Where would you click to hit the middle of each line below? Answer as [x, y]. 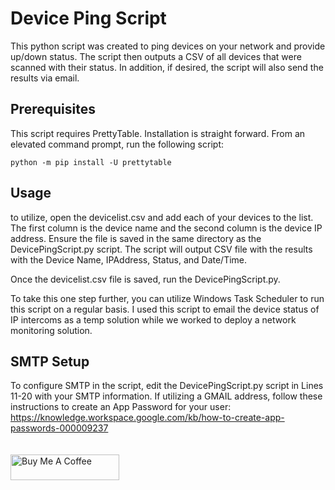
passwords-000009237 [59, 428]
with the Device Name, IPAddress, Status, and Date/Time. [129, 259]
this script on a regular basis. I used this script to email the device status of [165, 309]
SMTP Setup [50, 361]
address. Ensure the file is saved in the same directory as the [136, 238]
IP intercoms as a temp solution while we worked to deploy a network [153, 319]
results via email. [45, 78]
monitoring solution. [51, 330]
